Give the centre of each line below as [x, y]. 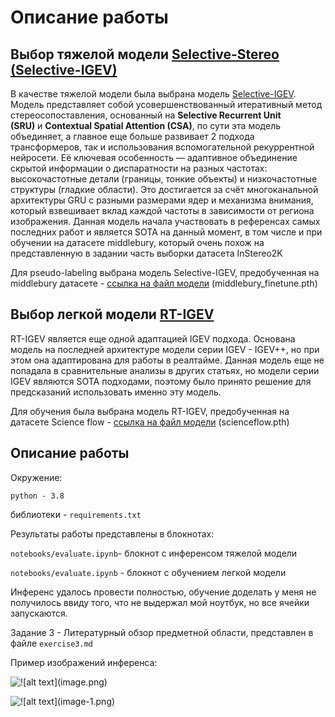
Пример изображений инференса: [84, 662]
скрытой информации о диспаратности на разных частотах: [139, 168]
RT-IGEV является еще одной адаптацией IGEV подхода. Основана [153, 338]
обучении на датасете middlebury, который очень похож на [137, 242]
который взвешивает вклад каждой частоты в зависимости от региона [162, 210]
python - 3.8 [37, 496]
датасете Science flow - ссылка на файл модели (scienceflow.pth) [150, 422]
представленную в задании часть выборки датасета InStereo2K [146, 253]
